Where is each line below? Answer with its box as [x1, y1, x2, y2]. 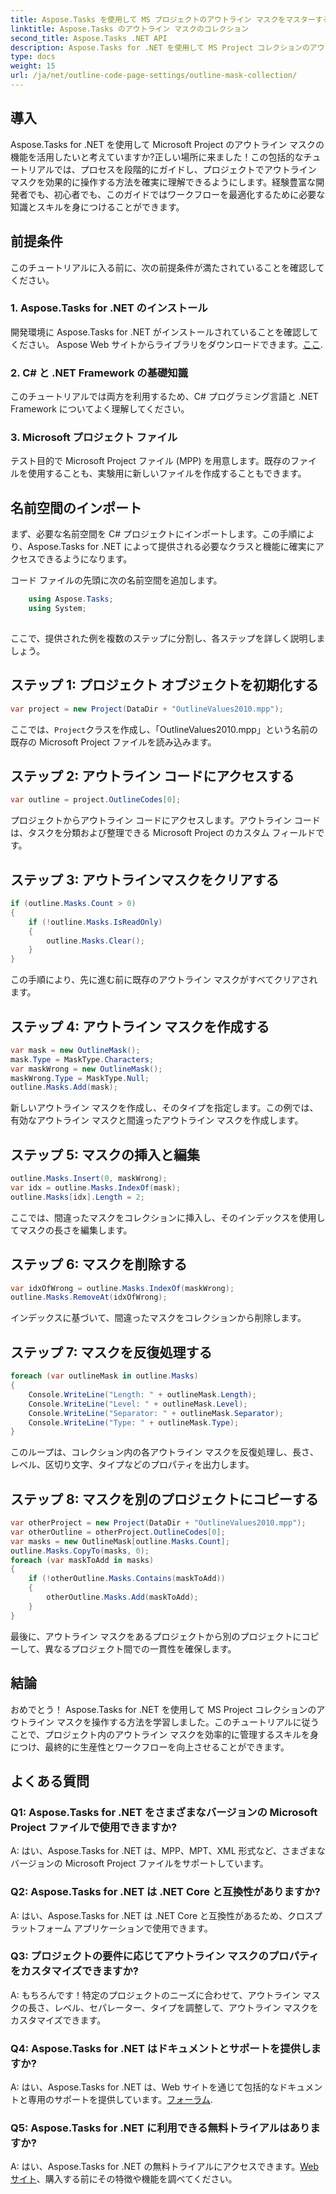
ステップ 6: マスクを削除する [10, 1256, 188, 1273]
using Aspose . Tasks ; [28, 594, 114, 605]
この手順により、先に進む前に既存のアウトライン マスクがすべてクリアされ [10, 974, 318, 986]
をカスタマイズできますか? [10, 1964, 139, 1978]
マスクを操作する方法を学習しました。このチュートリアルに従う [56, 1716, 320, 1728]
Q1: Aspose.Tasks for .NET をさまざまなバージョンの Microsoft [10, 1805, 318, 1819]
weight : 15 [10, 61, 56, 71]
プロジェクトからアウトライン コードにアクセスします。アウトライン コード [10, 814, 321, 826]
